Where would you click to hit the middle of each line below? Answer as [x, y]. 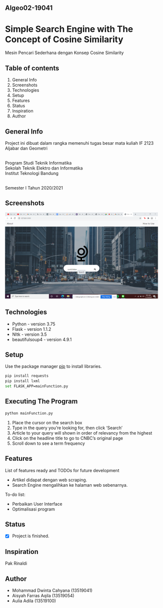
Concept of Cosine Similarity [64, 39]
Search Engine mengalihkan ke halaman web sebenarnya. [70, 485]
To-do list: [15, 494]
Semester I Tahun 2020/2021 [34, 188]
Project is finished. [31, 536]
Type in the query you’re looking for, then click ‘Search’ [67, 428]
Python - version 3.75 [34, 324]
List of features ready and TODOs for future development [62, 470]
